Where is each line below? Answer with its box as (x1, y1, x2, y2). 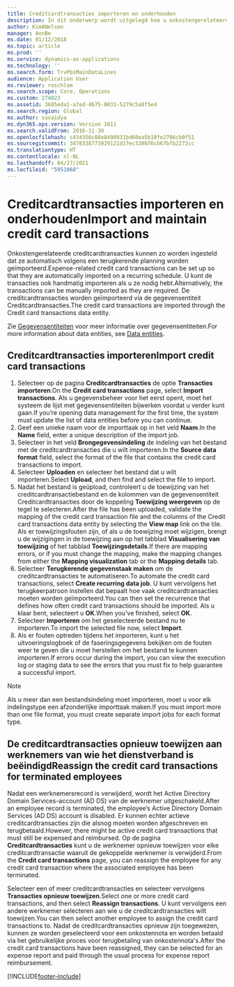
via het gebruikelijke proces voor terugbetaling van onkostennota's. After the (7, 937, 226, 945)
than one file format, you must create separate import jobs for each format (7, 710, 221, 719)
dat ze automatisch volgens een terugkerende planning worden (7, 256, 189, 265)
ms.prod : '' (7, 50, 42, 57)
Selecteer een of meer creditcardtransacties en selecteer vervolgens (7, 884, 205, 893)
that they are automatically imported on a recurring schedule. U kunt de (7, 271, 212, 279)
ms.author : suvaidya (7, 114, 68, 121)
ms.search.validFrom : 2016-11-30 (7, 127, 104, 134)
